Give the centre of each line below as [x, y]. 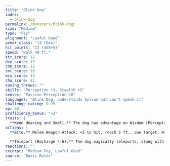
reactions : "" [20, 147]
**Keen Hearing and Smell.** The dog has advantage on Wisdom [77, 123]
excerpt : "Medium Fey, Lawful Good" [44, 151]
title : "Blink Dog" [26, 10]
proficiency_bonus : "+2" [31, 114]
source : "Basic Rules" [29, 156]
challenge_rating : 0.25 [30, 104]
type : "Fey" [18, 33]
